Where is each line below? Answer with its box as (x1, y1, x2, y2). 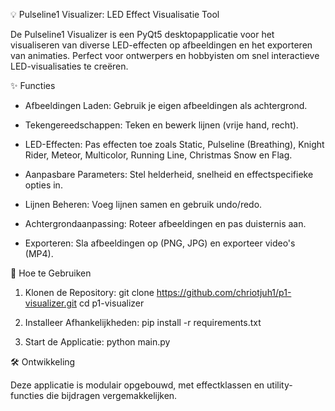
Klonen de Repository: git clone (24, 287, 155, 298)
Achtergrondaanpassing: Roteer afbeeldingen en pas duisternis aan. (24, 218, 307, 229)
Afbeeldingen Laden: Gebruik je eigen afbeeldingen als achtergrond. (24, 100, 308, 111)
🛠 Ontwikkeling (10, 356, 76, 368)
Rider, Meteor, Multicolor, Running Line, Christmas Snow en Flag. (24, 149, 293, 161)
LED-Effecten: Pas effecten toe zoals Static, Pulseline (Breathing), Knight (24, 139, 325, 150)
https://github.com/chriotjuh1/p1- (156, 287, 292, 298)
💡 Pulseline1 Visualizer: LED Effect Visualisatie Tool (10, 9, 220, 20)
